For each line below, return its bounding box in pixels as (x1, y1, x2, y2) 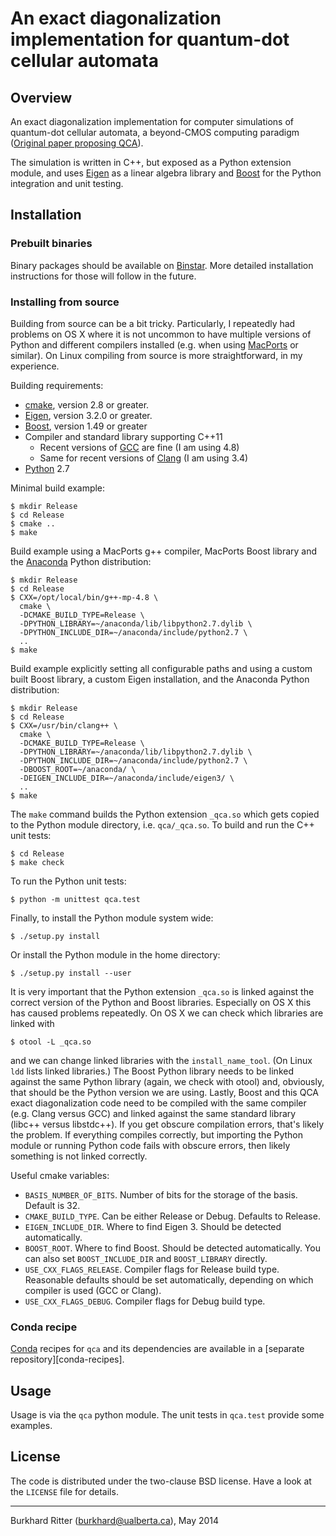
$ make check (10, 857, 65, 867)
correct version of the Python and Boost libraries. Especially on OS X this (10, 996, 312, 1008)
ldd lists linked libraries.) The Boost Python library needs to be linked (10, 1065, 294, 1077)
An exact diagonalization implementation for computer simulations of (10, 116, 294, 127)
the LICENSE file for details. (10, 1485, 119, 1497)
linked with (10, 1017, 55, 1029)
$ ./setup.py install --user (10, 968, 132, 978)
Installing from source (10, 295, 120, 309)
